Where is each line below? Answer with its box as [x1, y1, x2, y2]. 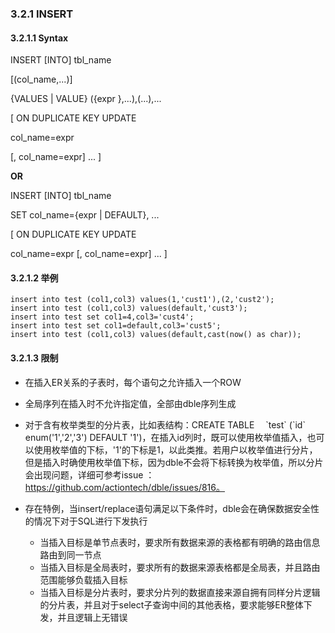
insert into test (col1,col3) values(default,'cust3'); [10, 303, 248, 314]
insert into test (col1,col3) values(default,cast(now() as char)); [10, 330, 302, 340]
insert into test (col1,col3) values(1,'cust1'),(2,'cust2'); [10, 295, 275, 305]
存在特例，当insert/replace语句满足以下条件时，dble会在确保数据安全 [24, 502, 312, 514]
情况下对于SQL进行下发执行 [33, 515, 148, 527]
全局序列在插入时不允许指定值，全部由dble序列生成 [24, 397, 237, 409]
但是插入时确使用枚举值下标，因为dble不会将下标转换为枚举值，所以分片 [24, 456, 324, 468]
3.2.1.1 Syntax [10, 32, 69, 44]
